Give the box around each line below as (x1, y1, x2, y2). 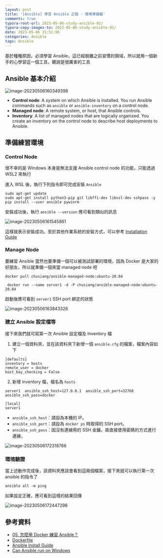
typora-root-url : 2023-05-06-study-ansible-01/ (5, 20, 104, 26)
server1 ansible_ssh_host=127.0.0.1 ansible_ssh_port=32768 (5, 388, 134, 393)
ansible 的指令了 (5, 474, 38, 480)
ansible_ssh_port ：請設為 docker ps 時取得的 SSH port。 (12, 421, 127, 426)
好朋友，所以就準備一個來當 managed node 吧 (5, 264, 97, 270)
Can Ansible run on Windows (12, 547, 71, 553)
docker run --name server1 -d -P (7, 282, 75, 288)
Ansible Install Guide (12, 542, 54, 548)
